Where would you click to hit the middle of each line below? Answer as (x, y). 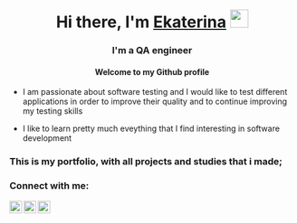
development (47, 138)
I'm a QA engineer (152, 51)
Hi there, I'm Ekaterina (141, 22)
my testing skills (53, 111)
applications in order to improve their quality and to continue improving (155, 102)
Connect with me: (49, 186)
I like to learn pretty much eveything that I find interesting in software (151, 129)
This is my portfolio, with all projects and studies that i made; (146, 162)
